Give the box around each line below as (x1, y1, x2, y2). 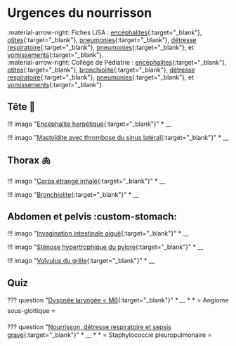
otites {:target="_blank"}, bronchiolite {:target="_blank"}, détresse (7, 65, 195, 74)
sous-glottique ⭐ (7, 307, 56, 315)
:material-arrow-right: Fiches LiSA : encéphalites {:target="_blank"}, (7, 28, 202, 37)
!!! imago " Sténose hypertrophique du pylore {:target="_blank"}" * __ (7, 243, 204, 251)
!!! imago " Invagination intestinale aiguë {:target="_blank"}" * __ (7, 229, 189, 238)
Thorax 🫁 (7, 155, 51, 167)
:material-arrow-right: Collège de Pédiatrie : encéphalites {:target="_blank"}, (7, 58, 227, 66)
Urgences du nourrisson (7, 5, 152, 21)
